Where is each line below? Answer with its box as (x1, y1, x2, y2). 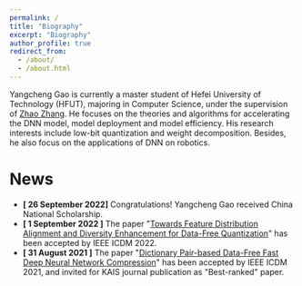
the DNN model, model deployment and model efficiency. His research (9, 117, 275, 128)
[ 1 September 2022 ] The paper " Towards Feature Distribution (22, 218, 259, 229)
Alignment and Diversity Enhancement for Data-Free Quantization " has (22, 228, 288, 239)
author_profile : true (9, 38, 92, 48)
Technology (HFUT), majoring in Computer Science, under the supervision (9, 98, 288, 109)
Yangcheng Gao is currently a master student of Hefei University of (9, 88, 262, 100)
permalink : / (9, 13, 59, 23)
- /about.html (17, 64, 71, 74)
